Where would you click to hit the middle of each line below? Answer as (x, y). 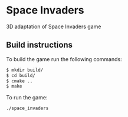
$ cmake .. (19, 81)
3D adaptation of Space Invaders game (54, 26)
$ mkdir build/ (25, 70)
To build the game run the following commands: (64, 59)
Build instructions (39, 45)
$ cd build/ (21, 75)
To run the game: (27, 98)
